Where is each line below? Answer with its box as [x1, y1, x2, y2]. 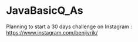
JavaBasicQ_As [6, 4, 83, 17]
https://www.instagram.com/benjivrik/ [6, 29, 98, 36]
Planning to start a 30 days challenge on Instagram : [6, 23, 132, 30]
